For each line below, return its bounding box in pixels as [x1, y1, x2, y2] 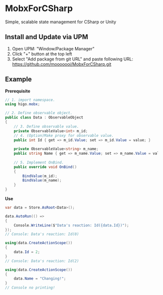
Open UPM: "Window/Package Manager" [12, 45, 95, 51]
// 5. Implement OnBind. [14, 160, 64, 165]
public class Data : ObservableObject [5, 115, 83, 120]
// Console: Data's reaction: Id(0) [5, 232, 79, 237]
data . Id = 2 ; [14, 250, 40, 254]
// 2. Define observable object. [5, 111, 73, 116]
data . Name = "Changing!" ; [14, 276, 66, 281]
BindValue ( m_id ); [22, 174, 57, 178]
